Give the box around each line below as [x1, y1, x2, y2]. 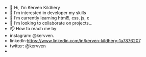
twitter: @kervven [9, 43, 46, 49]
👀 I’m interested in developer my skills [9, 10, 87, 16]
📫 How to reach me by [9, 26, 57, 31]
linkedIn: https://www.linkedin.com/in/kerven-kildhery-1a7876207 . [9, 38, 142, 43]
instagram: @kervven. [9, 33, 54, 38]
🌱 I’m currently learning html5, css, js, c [9, 15, 90, 20]
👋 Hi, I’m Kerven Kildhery [9, 5, 60, 10]
